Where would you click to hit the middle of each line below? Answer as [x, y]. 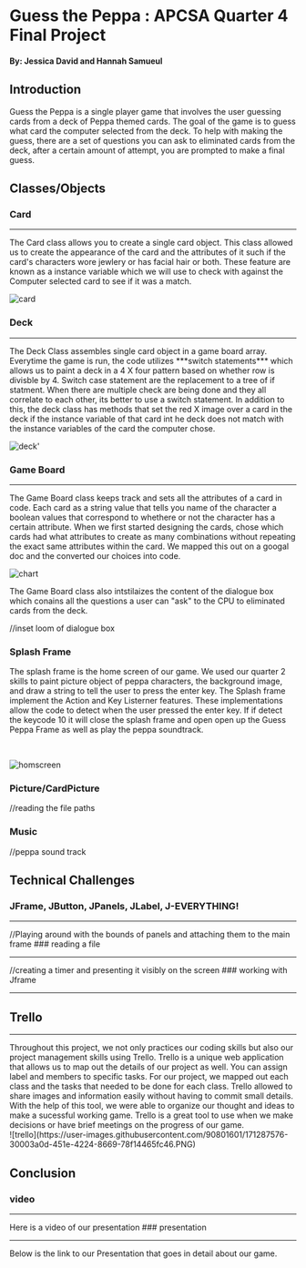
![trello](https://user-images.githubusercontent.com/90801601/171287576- [149, 1135]
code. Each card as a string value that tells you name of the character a [143, 507]
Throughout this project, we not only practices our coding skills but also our [152, 1048]
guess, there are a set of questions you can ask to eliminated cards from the [153, 140]
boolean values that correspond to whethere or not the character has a [143, 517]
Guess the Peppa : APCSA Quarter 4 [149, 16]
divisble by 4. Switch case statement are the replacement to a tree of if [142, 380]
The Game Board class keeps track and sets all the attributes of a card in [146, 498]
